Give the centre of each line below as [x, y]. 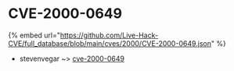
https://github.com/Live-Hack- [109, 35]
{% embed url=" [34, 35]
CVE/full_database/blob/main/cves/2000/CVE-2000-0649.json [110, 43]
